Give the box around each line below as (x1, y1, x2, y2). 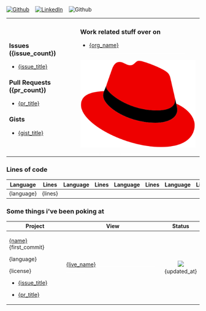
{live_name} (66, 261, 96, 268)
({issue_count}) (9, 49, 56, 58)
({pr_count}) (9, 86, 47, 94)
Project (25, 223, 45, 230)
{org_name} (89, 42, 119, 49)
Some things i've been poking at (6, 207, 104, 215)
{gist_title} (18, 129, 44, 136)
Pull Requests (9, 78, 51, 86)
